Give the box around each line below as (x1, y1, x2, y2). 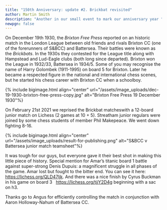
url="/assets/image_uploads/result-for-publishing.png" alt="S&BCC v (5, 138, 148, 144)
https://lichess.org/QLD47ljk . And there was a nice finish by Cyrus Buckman (5, 174, 161, 180)
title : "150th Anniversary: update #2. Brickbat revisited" (5, 7, 133, 12)
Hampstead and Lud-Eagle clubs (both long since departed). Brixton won (5, 56, 155, 62)
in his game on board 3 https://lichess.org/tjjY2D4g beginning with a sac (5, 179, 156, 185)
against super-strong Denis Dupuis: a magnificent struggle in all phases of (5, 163, 158, 169)
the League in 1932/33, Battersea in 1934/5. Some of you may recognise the (5, 61, 161, 67)
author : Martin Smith (5, 12, 50, 17)
